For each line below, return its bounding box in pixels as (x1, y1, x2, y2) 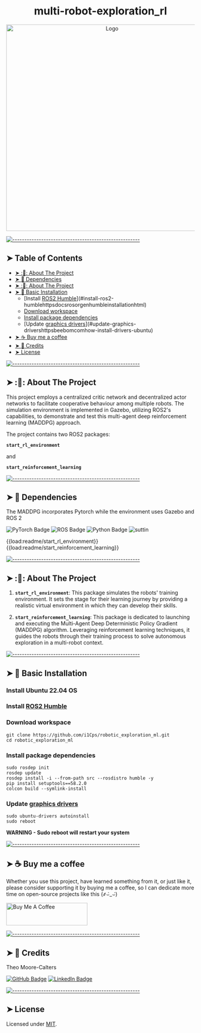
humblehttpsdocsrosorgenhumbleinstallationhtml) (23, 301, 147, 308)
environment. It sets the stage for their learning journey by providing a (14, 596, 188, 603)
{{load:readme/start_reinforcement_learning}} (6, 544, 120, 551)
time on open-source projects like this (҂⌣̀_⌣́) (6, 891, 118, 898)
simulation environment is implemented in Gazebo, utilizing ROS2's (6, 406, 172, 413)
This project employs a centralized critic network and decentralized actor (6, 393, 187, 401)
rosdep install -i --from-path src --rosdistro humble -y (6, 775, 154, 781)
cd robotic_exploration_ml (6, 737, 74, 743)
